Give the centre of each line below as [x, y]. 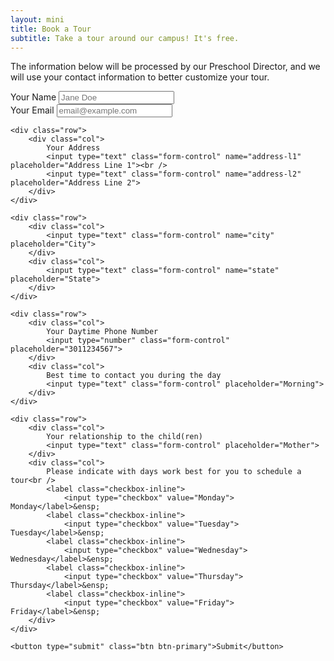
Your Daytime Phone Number [102, 332]
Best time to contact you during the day [134, 376]
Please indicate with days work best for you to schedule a [174, 472]
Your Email [32, 110]
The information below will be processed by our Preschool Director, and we [165, 67]
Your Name [33, 97]
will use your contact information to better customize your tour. [140, 77]
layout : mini [37, 19]
